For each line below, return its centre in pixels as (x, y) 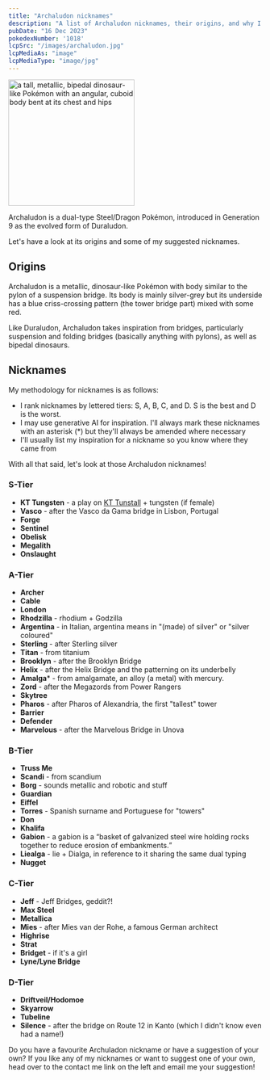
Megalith (35, 545)
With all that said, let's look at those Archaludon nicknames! (108, 464)
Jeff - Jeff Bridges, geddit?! (66, 901)
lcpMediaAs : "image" (43, 53)
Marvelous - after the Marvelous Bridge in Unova (102, 730)
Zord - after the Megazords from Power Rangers (100, 687)
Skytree (34, 695)
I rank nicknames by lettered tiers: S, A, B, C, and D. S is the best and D (138, 406)
